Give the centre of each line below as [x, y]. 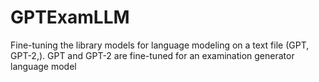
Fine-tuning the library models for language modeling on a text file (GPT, [160, 45]
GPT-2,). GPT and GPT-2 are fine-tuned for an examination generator [152, 55]
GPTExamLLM [70, 17]
